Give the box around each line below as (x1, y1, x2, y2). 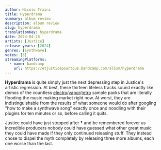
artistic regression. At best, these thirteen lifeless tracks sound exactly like (5, 85, 154, 90)
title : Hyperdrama (5, 12, 42, 17)
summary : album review (5, 16, 51, 21)
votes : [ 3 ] (5, 52, 27, 57)
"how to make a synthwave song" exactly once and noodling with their (5, 105, 146, 111)
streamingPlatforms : (5, 57, 47, 62)
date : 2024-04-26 (5, 35, 40, 39)
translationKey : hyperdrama (5, 30, 62, 35)
